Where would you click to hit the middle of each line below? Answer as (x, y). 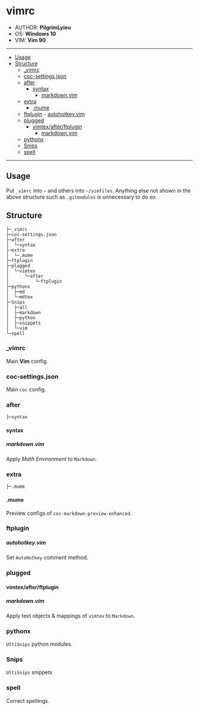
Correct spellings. (28, 700)
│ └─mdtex (20, 297)
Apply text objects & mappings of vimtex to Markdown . (70, 615)
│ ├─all (17, 307)
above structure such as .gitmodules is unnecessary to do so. (81, 197)
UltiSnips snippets (29, 673)
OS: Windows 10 (35, 33)
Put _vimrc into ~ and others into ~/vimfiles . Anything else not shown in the (99, 190)
